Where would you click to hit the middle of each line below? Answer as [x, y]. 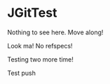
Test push [22, 73]
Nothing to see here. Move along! [55, 32]
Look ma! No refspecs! [40, 45]
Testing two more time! [40, 59]
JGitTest [32, 13]
